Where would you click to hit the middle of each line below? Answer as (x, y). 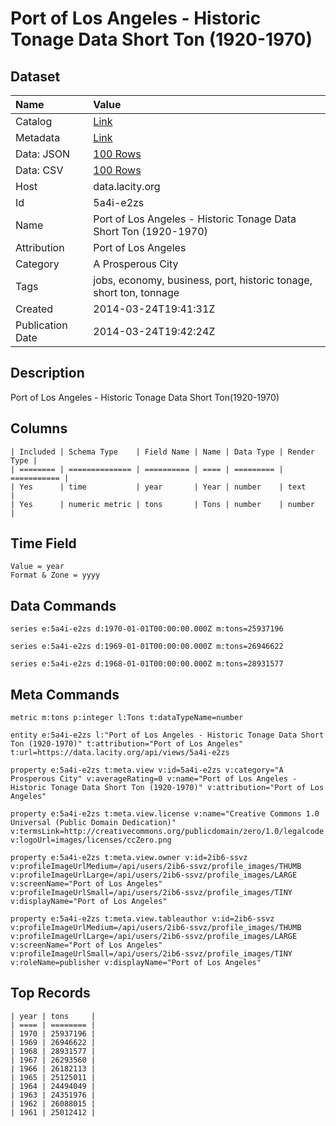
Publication (41, 325)
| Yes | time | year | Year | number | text (158, 487)
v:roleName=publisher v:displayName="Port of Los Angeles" (136, 963)
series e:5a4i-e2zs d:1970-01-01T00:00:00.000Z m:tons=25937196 (147, 629)
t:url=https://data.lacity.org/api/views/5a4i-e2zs (120, 753)
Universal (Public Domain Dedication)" (93, 823)
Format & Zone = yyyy (55, 575)
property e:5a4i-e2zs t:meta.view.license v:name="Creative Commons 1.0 (165, 814)
